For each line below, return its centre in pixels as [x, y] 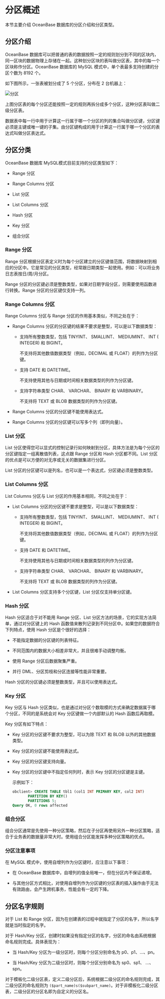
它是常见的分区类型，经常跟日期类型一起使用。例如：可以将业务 [95, 267]
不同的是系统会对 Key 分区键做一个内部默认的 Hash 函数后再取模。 [89, 714]
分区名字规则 [25, 906]
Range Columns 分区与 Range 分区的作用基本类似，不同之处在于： [72, 316]
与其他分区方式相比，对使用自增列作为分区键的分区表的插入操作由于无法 [85, 883]
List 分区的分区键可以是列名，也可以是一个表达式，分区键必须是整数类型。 [80, 470]
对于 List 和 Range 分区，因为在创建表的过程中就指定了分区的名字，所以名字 [82, 919]
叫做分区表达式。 [31, 133]
